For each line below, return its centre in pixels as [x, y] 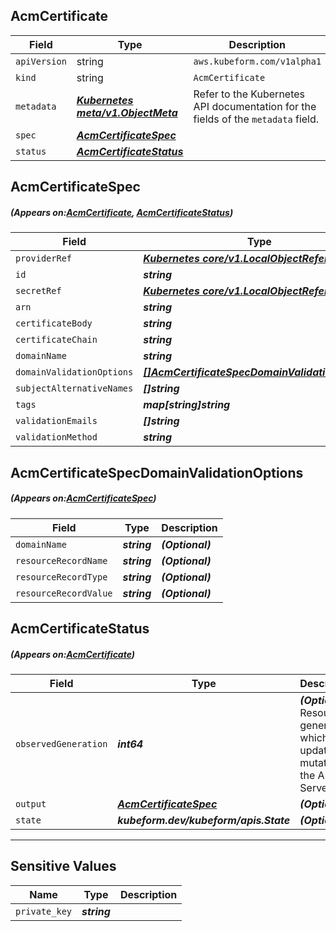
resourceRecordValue [64, 593]
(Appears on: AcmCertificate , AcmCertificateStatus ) [122, 212]
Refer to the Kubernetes [249, 94]
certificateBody [54, 323]
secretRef [38, 291]
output [31, 803]
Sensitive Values [63, 866]
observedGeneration [61, 743]
